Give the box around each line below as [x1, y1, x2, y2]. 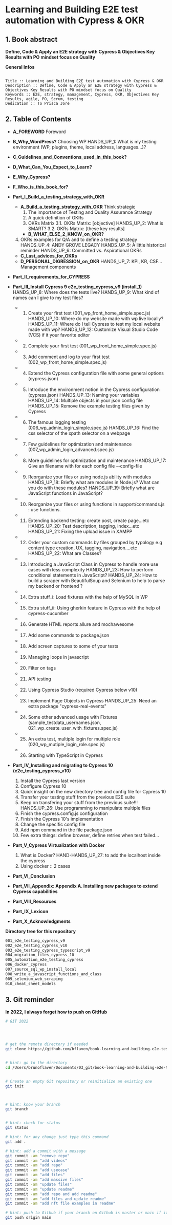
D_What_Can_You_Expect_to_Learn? [12, 163, 92, 170]
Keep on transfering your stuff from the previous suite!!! [20, 799, 138, 805]
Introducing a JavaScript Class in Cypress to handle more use [28, 561, 159, 567]
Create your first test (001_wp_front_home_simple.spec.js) [28, 310, 151, 316]
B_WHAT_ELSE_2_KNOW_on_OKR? [28, 231, 104, 237]
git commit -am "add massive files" [5, 1177, 83, 1182]
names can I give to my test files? [12, 294, 83, 301]
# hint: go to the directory [5, 1060, 68, 1065]
